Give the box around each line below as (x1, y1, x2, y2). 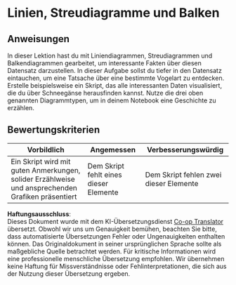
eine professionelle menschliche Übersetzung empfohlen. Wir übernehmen (7, 254, 225, 263)
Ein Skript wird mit (11, 157, 71, 166)
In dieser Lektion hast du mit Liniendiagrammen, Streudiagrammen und (7, 51, 213, 60)
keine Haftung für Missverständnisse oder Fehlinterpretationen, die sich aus (7, 262, 227, 270)
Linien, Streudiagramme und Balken (7, 5, 220, 21)
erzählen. (7, 104, 35, 112)
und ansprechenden (11, 183, 77, 192)
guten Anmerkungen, (11, 165, 81, 175)
